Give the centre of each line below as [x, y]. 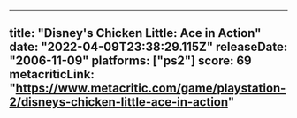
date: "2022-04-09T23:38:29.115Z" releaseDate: [148, 47]
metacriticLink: [52, 74]
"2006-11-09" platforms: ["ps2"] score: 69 [130, 61]
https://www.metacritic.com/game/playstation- [151, 88]
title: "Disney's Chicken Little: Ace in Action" [135, 33]
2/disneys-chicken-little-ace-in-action [118, 102]
